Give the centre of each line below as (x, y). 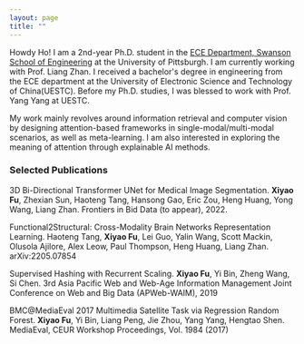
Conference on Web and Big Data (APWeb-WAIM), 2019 (114, 292)
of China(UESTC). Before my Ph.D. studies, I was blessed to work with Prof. (151, 91)
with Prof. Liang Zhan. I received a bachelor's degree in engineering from (146, 71)
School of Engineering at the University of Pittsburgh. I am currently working (152, 62)
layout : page (34, 18)
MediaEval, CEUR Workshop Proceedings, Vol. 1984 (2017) (119, 329)
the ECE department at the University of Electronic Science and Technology (151, 81)
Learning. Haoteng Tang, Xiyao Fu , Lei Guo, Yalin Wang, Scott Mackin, (141, 236)
